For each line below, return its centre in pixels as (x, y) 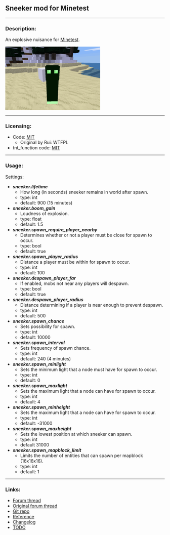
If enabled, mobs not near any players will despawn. (74, 283)
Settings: (14, 177)
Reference (23, 517)
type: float (31, 219)
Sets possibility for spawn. (48, 326)
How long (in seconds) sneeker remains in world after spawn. (84, 192)
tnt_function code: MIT (36, 148)
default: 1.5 (32, 224)
